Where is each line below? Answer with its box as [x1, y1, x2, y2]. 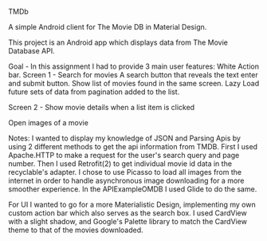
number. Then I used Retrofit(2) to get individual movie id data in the [8, 159, 233, 168]
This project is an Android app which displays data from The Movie [8, 38, 229, 47]
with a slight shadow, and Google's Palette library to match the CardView [8, 217, 247, 226]
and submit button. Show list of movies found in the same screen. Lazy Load [8, 79, 260, 88]
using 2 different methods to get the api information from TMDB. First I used [8, 142, 257, 151]
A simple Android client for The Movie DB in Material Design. [8, 22, 207, 31]
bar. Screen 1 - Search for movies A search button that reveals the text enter [8, 70, 258, 79]
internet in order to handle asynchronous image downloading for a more [8, 176, 245, 185]
